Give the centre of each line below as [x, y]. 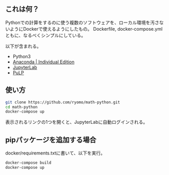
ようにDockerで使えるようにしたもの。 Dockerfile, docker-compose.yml [86, 29]
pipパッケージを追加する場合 [51, 140]
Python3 [22, 56]
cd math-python [22, 107]
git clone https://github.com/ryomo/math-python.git [63, 102]
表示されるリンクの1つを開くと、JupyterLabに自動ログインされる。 [77, 122]
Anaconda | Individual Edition [44, 62]
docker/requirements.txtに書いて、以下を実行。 [55, 153]
